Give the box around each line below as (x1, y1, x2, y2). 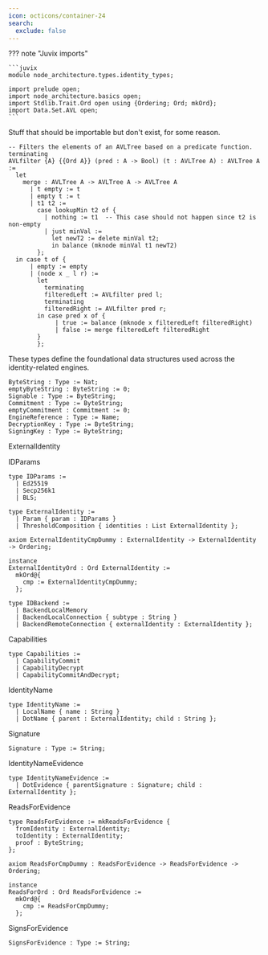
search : (8, 19, 35, 27)
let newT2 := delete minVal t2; (51, 235, 160, 243)
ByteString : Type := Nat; (8, 379, 99, 387)
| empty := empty (29, 263, 88, 271)
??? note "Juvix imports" (8, 49, 88, 59)
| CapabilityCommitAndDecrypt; (15, 671, 120, 679)
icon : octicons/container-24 (8, 11, 106, 20)
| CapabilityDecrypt (15, 664, 84, 672)
